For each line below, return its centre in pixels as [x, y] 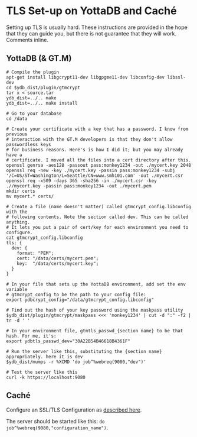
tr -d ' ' [18, 321]
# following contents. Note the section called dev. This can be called [97, 217]
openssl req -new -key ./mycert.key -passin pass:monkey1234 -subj [91, 170]
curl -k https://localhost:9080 [46, 377]
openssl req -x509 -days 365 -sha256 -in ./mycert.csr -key [82, 181]
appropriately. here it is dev [45, 357]
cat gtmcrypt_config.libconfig [45, 238]
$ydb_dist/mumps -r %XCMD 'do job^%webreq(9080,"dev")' [76, 362]
